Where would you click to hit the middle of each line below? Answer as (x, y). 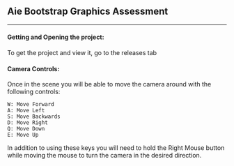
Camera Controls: (33, 68)
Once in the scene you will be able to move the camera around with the (109, 84)
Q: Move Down (26, 129)
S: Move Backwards (34, 117)
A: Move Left (26, 111)
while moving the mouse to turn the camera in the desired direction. (104, 156)
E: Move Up (23, 135)
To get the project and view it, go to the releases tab (82, 53)
